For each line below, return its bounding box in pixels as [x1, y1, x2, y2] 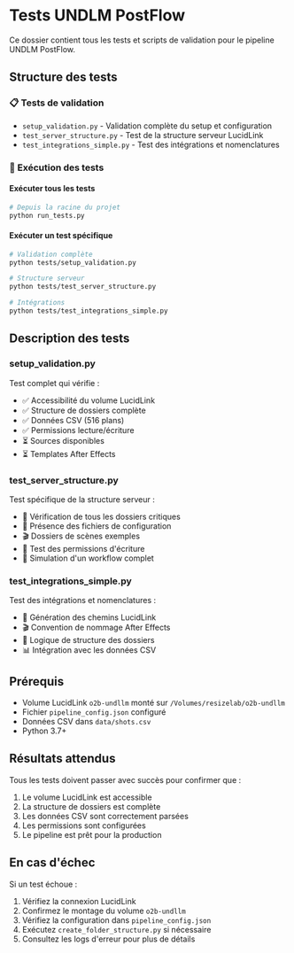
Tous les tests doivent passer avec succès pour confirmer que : [9, 774, 242, 785]
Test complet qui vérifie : [9, 377, 100, 388]
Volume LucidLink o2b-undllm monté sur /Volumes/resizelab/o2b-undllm [21, 697, 286, 709]
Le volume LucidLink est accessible [21, 792, 152, 802]
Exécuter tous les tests [9, 183, 96, 194]
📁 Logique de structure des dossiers [21, 635, 155, 646]
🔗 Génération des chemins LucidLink [21, 612, 157, 623]
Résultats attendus [9, 751, 116, 766]
